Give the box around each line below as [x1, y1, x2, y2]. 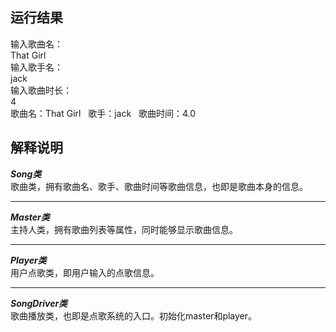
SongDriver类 [10, 297, 68, 309]
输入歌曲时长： [10, 84, 72, 96]
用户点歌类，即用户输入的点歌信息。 [10, 266, 160, 278]
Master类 [10, 211, 50, 223]
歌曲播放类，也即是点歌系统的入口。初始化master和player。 [10, 309, 258, 322]
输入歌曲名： [10, 38, 63, 50]
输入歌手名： [10, 61, 63, 73]
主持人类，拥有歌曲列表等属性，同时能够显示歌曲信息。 [10, 223, 238, 235]
